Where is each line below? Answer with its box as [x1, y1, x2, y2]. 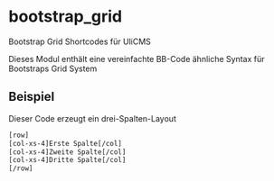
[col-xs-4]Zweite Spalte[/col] [8, 147, 127, 157]
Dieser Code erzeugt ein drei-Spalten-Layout [8, 113, 177, 123]
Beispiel [8, 89, 55, 104]
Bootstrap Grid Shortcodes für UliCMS [8, 36, 151, 47]
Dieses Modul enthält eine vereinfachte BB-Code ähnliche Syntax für [8, 53, 265, 64]
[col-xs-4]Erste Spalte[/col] [8, 139, 123, 148]
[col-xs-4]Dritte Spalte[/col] [8, 156, 127, 165]
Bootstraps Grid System [8, 63, 98, 74]
